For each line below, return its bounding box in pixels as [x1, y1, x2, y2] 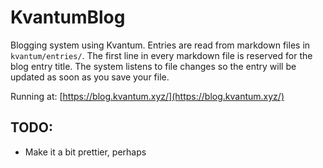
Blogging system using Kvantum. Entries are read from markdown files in [10, 39, 311, 51]
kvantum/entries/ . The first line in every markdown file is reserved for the [10, 49, 313, 61]
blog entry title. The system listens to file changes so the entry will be [10, 60, 297, 72]
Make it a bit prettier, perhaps [24, 146, 147, 158]
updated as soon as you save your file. [10, 71, 170, 83]
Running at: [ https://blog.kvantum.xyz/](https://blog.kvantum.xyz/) [10, 90, 285, 102]
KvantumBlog [10, 6, 126, 29]
